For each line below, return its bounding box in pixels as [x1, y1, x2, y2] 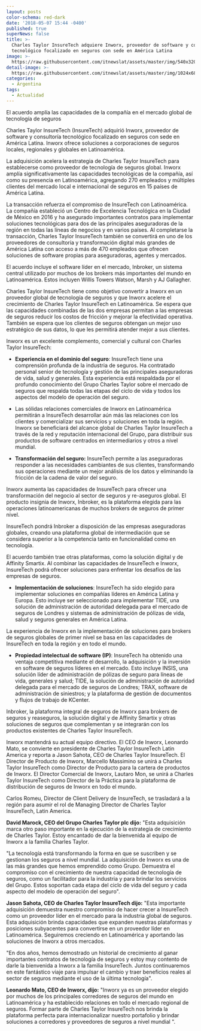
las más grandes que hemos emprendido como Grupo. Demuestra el [6, 862, 175, 869]
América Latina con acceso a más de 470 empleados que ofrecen [6, 245, 169, 252]
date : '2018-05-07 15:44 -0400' [6, 20, 87, 26]
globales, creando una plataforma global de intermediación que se [6, 529, 170, 536]
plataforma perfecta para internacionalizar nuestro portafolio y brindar [6, 1011, 179, 1018]
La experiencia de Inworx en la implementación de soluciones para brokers [6, 627, 191, 635]
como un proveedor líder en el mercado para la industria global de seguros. [6, 912, 193, 919]
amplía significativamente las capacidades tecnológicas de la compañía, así [6, 170, 193, 177]
